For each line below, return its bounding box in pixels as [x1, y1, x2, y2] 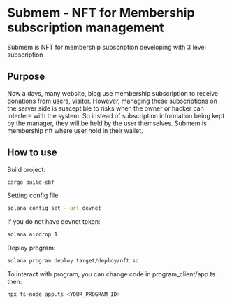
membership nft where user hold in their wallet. [7, 126, 143, 134]
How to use [7, 147, 57, 159]
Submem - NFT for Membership [7, 5, 195, 21]
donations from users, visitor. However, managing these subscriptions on [7, 97, 218, 105]
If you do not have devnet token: [7, 218, 101, 226]
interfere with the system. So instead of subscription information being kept [7, 111, 225, 120]
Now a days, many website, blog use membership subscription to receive [7, 89, 219, 97]
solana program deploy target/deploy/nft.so [7, 257, 139, 264]
